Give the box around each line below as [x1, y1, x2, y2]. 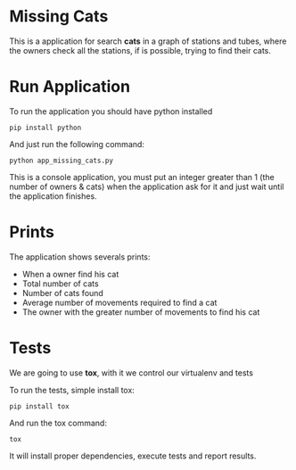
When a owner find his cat [21, 268, 119, 279]
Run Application [9, 77, 131, 97]
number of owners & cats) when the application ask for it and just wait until [9, 181, 284, 192]
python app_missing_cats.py [9, 156, 114, 165]
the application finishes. [9, 190, 97, 202]
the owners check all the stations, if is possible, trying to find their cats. [9, 45, 272, 55]
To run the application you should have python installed [9, 105, 213, 117]
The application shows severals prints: [9, 251, 151, 262]
